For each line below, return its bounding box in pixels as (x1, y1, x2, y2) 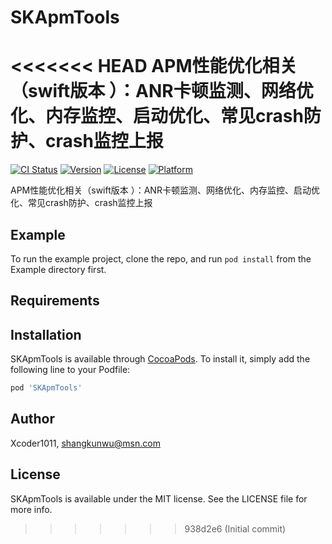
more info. (10, 503, 53, 515)
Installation (10, 326, 82, 343)
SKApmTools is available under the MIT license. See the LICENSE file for (10, 492, 308, 505)
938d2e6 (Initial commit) (184, 522, 287, 535)
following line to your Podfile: (10, 364, 131, 376)
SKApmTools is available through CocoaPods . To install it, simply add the (10, 353, 311, 365)
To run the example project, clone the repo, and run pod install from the (10, 252, 312, 265)
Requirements (10, 292, 100, 310)
